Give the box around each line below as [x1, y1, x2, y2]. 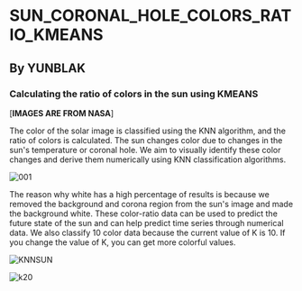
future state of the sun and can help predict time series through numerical [9, 217, 284, 228]
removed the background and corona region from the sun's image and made [9, 198, 294, 209]
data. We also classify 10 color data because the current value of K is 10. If [9, 227, 286, 238]
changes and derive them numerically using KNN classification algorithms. [9, 154, 287, 165]
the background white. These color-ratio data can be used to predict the [9, 208, 278, 219]
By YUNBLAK [9, 60, 86, 76]
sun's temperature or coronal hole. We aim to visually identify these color [9, 144, 281, 155]
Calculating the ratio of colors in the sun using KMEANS [9, 87, 259, 100]
